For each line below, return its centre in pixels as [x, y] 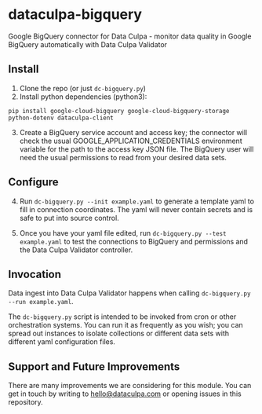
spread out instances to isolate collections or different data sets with [119, 333]
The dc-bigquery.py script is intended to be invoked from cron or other [122, 317]
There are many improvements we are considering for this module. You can [130, 386]
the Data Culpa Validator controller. [76, 250]
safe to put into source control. [69, 218]
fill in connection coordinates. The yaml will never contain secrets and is [136, 209]
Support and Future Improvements [94, 366]
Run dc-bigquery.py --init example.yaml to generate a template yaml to [137, 201]
